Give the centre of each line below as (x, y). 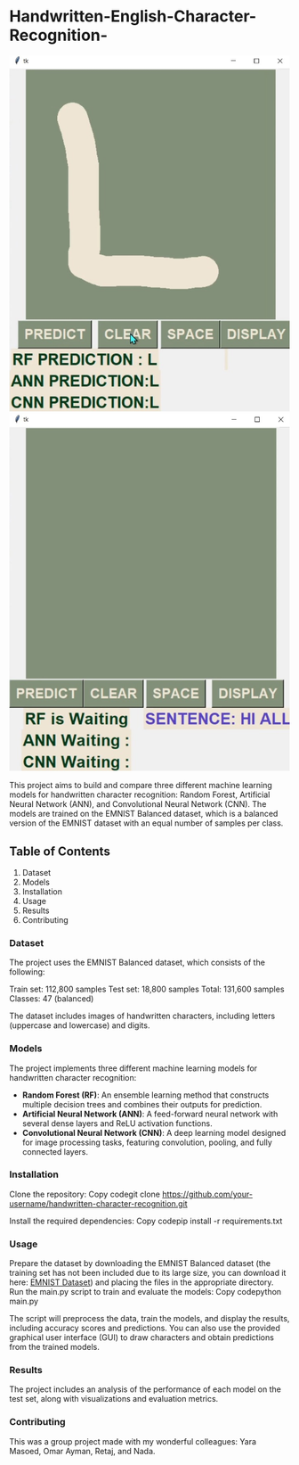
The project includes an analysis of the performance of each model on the (145, 1389)
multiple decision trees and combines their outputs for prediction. (142, 1104)
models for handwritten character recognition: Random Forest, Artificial (140, 794)
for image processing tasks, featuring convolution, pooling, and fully (147, 1142)
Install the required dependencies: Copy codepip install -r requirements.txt (146, 1221)
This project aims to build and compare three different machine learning (141, 786)
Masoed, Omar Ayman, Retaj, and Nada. (82, 1451)
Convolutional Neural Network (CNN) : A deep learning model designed (154, 1132)
